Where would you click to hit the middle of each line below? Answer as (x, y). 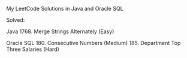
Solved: (16, 20)
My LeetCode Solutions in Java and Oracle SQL (65, 9)
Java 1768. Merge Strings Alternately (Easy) (60, 31)
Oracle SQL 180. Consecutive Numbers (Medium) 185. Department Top (93, 43)
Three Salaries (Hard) (33, 49)
